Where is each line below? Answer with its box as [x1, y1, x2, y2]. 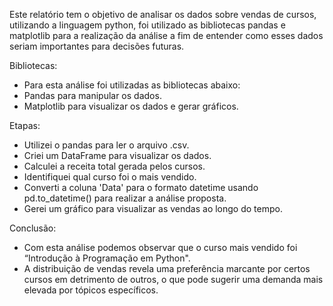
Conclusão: [9, 222, 57, 234]
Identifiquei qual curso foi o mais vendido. [23, 171, 197, 183]
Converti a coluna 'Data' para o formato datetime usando [23, 182, 259, 193]
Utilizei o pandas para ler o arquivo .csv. [23, 139, 190, 151]
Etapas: [9, 120, 41, 131]
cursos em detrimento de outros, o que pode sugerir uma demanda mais [23, 274, 324, 285]
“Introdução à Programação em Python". [23, 252, 191, 264]
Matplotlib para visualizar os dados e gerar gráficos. [23, 100, 239, 112]
